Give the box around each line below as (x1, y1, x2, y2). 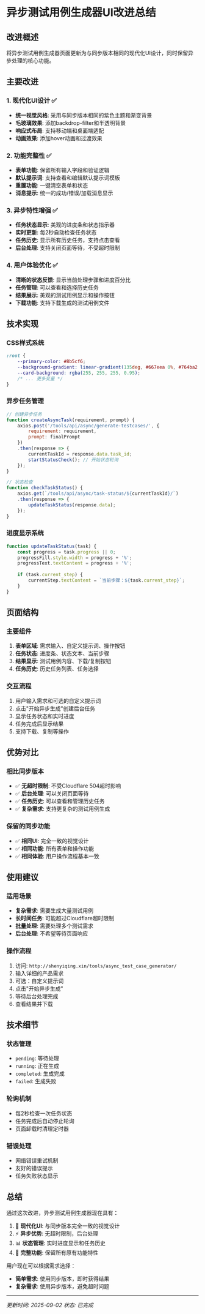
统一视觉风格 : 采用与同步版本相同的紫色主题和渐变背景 (15, 111, 153, 119)
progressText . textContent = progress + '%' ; (17, 560, 132, 566)
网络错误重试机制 (15, 1157, 59, 1164)
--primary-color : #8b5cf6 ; (17, 359, 86, 365)
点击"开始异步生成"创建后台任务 (15, 705, 96, 712)
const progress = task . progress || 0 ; (17, 549, 116, 555)
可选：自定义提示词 (15, 977, 64, 985)
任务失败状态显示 (15, 1172, 59, 1179)
